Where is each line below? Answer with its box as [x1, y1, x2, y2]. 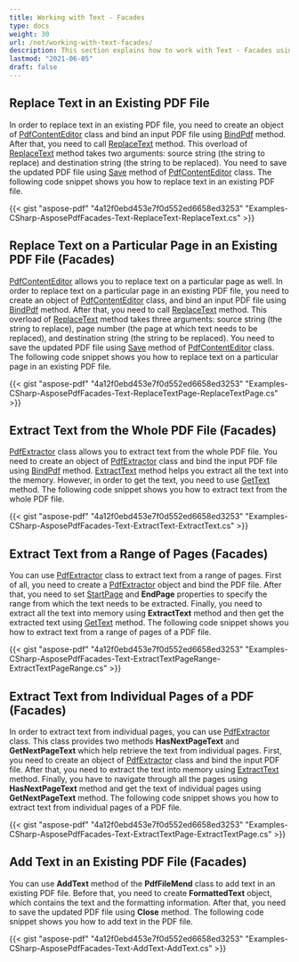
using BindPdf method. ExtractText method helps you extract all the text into [9, 465, 289, 477]
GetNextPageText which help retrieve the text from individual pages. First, [9, 745, 282, 755]
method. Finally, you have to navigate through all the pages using [9, 773, 248, 784]
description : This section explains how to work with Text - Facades [9, 46, 273, 55]
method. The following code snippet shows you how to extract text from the [9, 485, 287, 495]
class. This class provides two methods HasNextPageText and [9, 736, 240, 746]
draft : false [9, 63, 58, 72]
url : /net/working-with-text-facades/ [9, 37, 153, 47]
